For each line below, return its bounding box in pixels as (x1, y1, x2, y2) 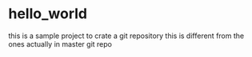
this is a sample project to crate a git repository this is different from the (8, 31, 245, 40)
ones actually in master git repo (8, 39, 112, 48)
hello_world (8, 5, 88, 23)
